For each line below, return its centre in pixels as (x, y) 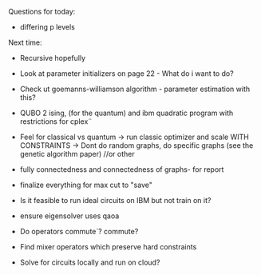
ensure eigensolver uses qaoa (69, 216)
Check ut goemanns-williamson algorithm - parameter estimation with (134, 89)
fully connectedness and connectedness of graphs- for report (122, 169)
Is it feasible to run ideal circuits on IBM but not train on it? (115, 200)
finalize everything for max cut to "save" (86, 185)
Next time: (25, 42)
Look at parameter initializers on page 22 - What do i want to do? (127, 74)
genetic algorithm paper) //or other (77, 154)
